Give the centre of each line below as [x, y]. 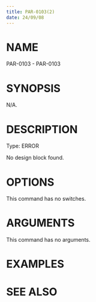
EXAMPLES [35, 264]
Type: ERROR [22, 146]
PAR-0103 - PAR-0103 [34, 64]
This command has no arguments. [48, 240]
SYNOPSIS [34, 88]
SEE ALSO [32, 291]
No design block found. [35, 158]
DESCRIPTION [42, 129]
